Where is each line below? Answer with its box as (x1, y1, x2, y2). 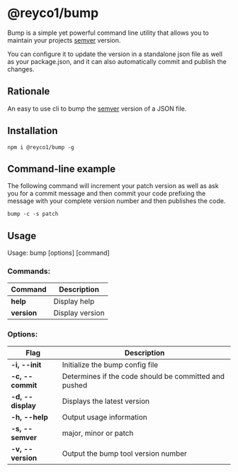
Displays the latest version (62, 396, 150, 406)
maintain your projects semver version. (7, 35, 121, 44)
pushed (62, 380, 87, 390)
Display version (53, 308, 105, 318)
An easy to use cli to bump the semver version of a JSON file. (7, 104, 187, 113)
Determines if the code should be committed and (62, 371, 225, 381)
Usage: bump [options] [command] (7, 248, 110, 257)
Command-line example (7, 163, 116, 175)
